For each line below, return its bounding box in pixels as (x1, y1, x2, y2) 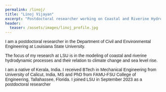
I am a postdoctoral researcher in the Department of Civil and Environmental (5, 39, 151, 45)
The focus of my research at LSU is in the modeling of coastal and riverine (5, 53, 147, 59)
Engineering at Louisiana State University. (5, 44, 85, 49)
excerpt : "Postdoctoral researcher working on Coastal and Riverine (5, 16, 149, 21)
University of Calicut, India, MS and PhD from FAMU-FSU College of (5, 72, 136, 77)
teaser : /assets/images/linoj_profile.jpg (9, 25, 98, 30)
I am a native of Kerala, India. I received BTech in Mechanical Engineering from (5, 67, 157, 72)
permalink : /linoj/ (5, 7, 45, 12)
